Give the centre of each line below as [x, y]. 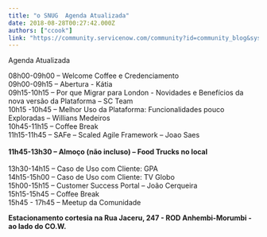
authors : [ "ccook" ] [41, 30]
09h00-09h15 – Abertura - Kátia [60, 84]
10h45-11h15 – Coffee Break [53, 126]
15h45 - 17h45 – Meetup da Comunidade [75, 203]
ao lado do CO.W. [37, 227]
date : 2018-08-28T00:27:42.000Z [62, 23]
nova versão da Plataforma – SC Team [71, 101]
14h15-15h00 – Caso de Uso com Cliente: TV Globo [91, 177]
